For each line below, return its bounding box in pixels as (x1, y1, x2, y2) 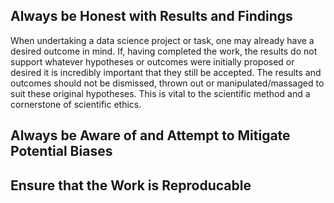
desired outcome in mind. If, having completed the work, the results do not (10, 45, 318, 57)
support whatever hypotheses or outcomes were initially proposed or (10, 55, 295, 68)
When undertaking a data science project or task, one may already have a (10, 34, 315, 46)
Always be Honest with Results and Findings (10, 8, 293, 25)
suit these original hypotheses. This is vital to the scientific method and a (10, 87, 311, 99)
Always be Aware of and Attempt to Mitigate (10, 127, 291, 144)
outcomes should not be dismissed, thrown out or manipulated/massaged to (10, 77, 325, 89)
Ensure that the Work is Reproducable (10, 177, 252, 194)
